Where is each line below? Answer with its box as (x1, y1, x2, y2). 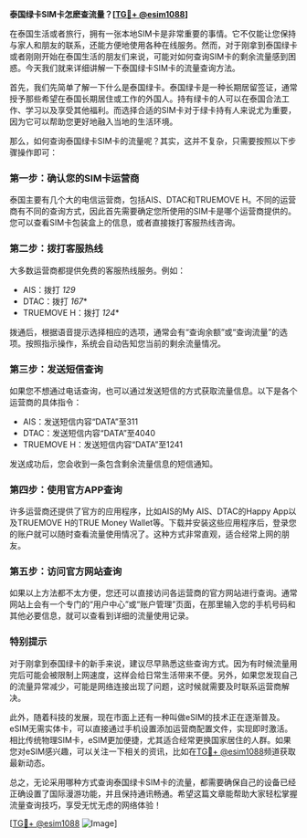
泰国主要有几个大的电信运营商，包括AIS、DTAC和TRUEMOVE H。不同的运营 (9, 194, 297, 205)
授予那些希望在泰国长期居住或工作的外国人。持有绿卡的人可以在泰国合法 (9, 93, 281, 104)
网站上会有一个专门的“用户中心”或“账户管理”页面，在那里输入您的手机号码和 (9, 599, 296, 610)
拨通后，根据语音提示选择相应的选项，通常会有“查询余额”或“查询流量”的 (9, 326, 281, 337)
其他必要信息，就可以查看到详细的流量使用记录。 (9, 611, 194, 622)
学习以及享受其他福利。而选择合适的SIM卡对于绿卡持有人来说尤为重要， (25, 105, 297, 115)
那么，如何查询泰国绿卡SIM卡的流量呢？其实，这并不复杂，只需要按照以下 (9, 136, 289, 146)
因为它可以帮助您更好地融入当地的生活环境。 (9, 116, 178, 127)
